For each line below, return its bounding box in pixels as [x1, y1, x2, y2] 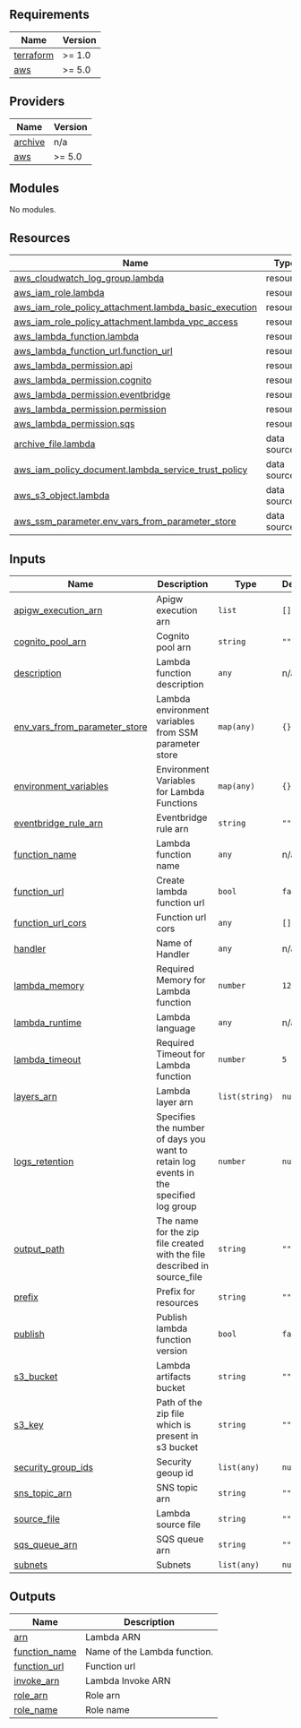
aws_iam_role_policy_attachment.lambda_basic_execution [13, 301, 258, 314]
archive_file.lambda [13, 438, 96, 451]
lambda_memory [13, 980, 85, 992]
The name [156, 1214, 199, 1227]
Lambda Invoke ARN [84, 1674, 171, 1687]
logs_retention [13, 1155, 74, 1168]
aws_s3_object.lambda [13, 489, 110, 502]
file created [156, 1237, 204, 1249]
